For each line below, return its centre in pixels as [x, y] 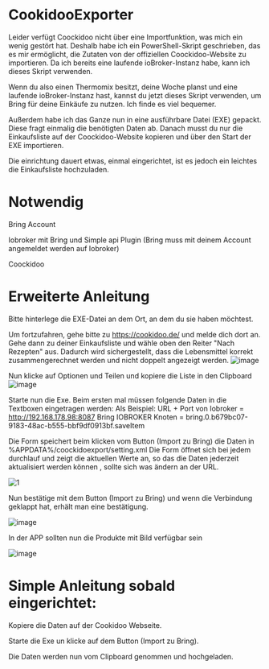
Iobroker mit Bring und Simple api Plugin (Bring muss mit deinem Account [130, 240]
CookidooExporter [71, 15]
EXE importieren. [36, 145]
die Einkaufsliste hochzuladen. [59, 169]
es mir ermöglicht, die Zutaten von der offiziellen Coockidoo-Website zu [127, 54]
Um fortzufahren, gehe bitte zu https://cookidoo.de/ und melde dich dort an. [134, 334]
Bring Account [32, 224]
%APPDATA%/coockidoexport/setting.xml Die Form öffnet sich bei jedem [130, 449]
